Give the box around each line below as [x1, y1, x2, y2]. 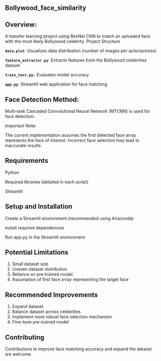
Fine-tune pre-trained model [12, 319, 69, 325]
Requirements [5, 156, 48, 165]
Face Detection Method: [5, 95, 79, 103]
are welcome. [5, 351, 32, 357]
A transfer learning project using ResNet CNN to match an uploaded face [5, 34, 150, 39]
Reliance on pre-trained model [12, 272, 73, 277]
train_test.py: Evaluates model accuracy [5, 72, 89, 78]
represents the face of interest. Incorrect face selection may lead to [5, 138, 140, 143]
